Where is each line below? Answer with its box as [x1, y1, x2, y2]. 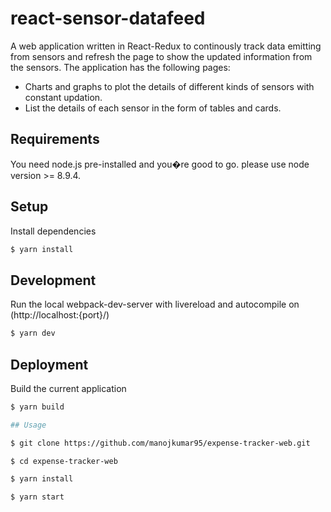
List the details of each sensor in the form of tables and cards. [24, 102, 282, 114]
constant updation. [24, 91, 103, 103]
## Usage [10, 420, 47, 430]
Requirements [10, 131, 100, 148]
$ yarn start [10, 492, 65, 502]
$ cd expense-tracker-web [10, 456, 118, 466]
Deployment [10, 356, 89, 373]
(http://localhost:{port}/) [10, 309, 110, 321]
